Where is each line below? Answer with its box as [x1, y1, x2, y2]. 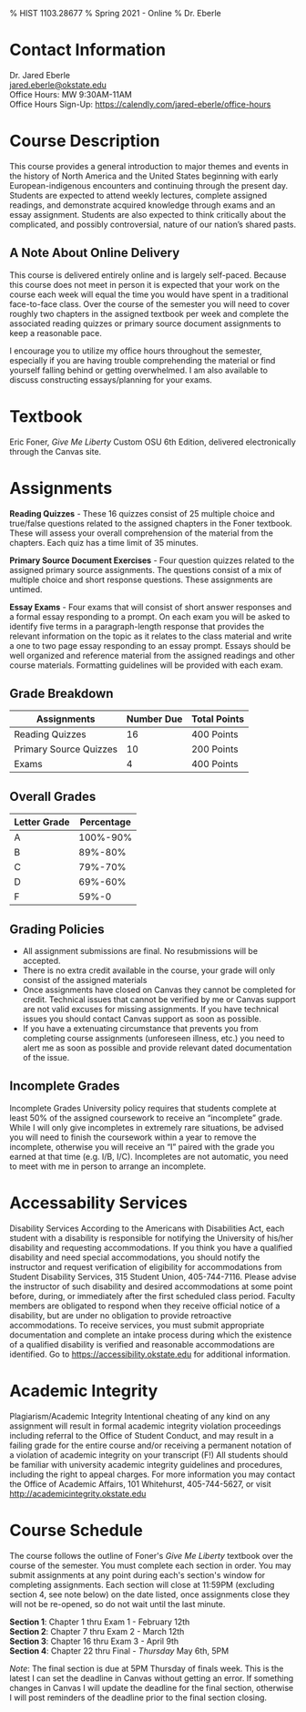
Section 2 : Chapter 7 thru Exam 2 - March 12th [9, 1625, 185, 1636]
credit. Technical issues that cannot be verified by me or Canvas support [22, 994, 296, 1005]
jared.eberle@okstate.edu [9, 79, 107, 90]
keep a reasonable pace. [9, 327, 102, 338]
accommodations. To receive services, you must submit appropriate [9, 1319, 265, 1330]
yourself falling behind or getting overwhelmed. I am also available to [9, 364, 269, 375]
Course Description [9, 131, 160, 151]
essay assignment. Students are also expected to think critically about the [9, 209, 287, 220]
